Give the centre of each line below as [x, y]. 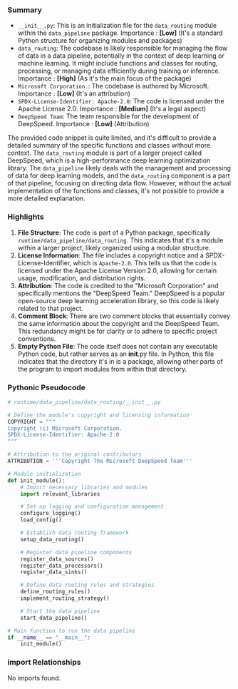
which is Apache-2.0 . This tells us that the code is [145, 262]
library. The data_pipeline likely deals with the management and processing [119, 168]
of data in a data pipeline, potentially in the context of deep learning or [121, 56]
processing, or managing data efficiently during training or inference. [119, 71]
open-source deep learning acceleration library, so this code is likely [118, 300]
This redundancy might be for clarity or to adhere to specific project [117, 331]
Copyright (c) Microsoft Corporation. [65, 428]
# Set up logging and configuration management [92, 507]
